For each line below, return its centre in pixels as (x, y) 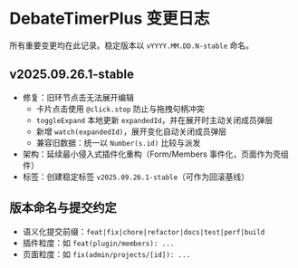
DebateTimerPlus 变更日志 (110, 19)
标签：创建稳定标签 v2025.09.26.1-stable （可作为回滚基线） (135, 177)
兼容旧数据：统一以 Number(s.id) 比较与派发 (118, 142)
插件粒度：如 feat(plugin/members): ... (98, 243)
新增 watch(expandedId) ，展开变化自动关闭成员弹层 (131, 131)
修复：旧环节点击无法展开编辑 (78, 97)
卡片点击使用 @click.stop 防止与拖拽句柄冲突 (120, 109)
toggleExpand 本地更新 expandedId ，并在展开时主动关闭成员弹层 (154, 120)
